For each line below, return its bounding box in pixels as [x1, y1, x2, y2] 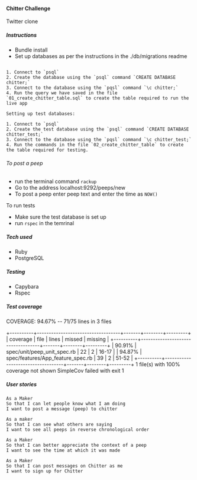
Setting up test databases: [6, 111, 76, 117]
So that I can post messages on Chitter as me [6, 463, 123, 469]
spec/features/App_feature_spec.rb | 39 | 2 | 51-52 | [6, 354, 133, 361]
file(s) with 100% [138, 361, 180, 368]
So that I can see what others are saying [6, 421, 112, 428]
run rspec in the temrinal [14, 220, 75, 227]
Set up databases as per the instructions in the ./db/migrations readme [14, 53, 188, 60]
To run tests [6, 202, 35, 209]
